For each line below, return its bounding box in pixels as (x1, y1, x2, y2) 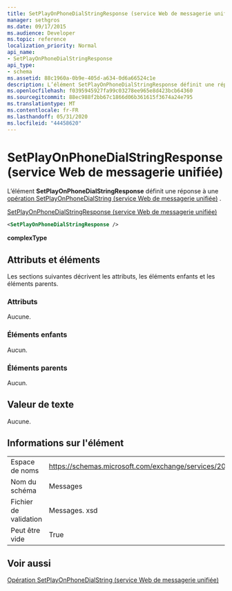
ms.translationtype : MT (7, 100, 76, 107)
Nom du (10, 477, 37, 486)
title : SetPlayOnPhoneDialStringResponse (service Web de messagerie (7, 10, 212, 17)
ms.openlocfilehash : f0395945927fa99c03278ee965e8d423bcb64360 (7, 87, 193, 94)
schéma (10, 486, 37, 495)
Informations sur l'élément (7, 437, 124, 449)
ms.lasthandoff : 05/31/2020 (7, 113, 88, 120)
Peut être (10, 525, 41, 535)
